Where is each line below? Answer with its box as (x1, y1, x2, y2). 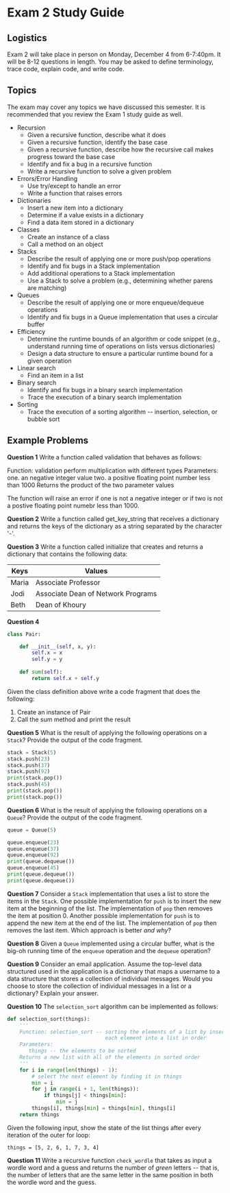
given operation (27, 357, 72, 365)
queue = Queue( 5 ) (7, 826, 57, 834)
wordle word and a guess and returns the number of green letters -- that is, (7, 1164, 220, 1172)
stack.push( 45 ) (7, 781, 51, 788)
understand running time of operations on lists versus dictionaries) (27, 341, 216, 350)
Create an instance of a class (27, 232, 110, 241)
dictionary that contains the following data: (7, 550, 128, 558)
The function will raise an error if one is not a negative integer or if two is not (7, 494, 223, 502)
